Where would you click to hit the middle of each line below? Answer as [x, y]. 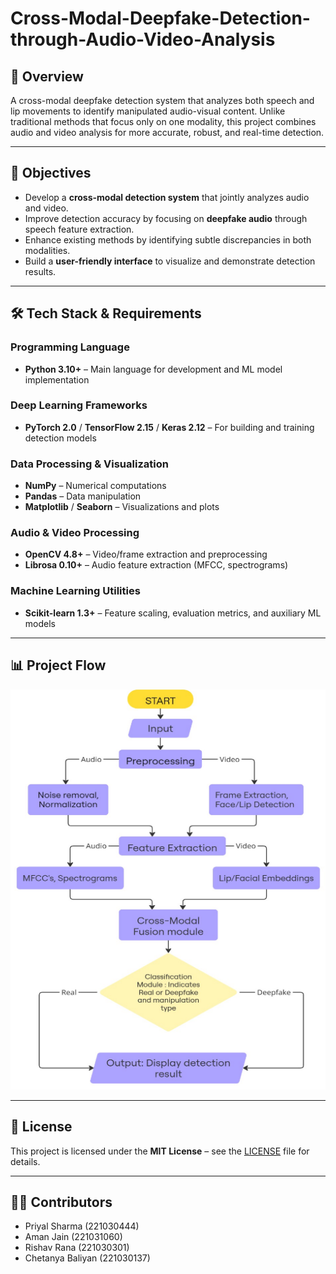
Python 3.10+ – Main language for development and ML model [153, 369]
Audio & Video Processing [75, 533]
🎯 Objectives [51, 173]
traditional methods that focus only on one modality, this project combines [163, 121]
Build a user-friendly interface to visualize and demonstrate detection [170, 261]
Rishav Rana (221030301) [77, 1248]
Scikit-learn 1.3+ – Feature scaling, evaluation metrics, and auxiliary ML [173, 613]
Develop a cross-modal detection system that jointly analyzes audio [167, 197]
